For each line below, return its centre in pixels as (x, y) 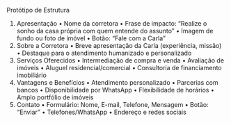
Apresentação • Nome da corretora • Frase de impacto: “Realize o (112, 23)
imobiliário (31, 75)
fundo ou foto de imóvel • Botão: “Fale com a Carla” (91, 38)
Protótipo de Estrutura (38, 10)
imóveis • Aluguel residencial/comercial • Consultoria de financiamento (119, 68)
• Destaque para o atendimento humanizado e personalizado (104, 53)
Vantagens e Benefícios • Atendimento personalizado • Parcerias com (117, 82)
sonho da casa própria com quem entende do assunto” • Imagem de (115, 31)
